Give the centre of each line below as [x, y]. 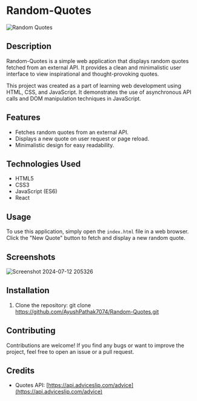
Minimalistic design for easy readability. [65, 145]
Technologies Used [43, 164]
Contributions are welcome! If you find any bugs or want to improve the [95, 345]
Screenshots [31, 257]
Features [23, 118]
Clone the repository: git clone [53, 305]
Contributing [31, 331]
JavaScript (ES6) [36, 191]
